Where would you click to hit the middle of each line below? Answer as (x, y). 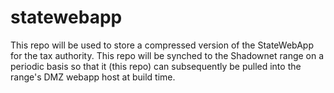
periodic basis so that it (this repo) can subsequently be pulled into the (156, 66)
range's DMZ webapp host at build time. (93, 77)
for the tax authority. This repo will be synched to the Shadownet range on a (167, 55)
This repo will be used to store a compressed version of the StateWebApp (162, 45)
